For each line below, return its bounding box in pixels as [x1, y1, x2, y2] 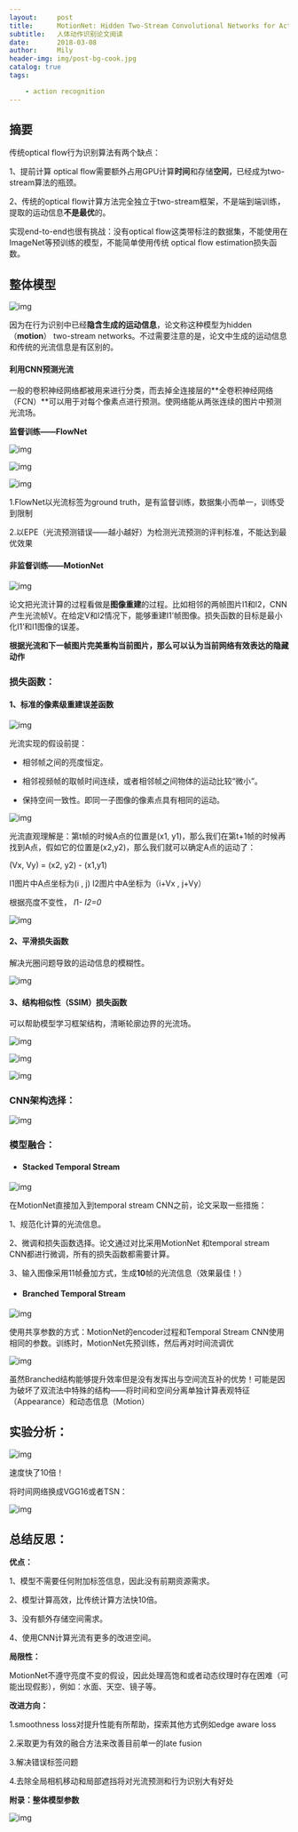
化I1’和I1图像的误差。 [9, 621, 84, 631]
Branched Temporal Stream [21, 1289, 126, 1299]
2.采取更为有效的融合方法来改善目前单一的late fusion [9, 1738, 202, 1748]
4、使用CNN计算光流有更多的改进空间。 [9, 1633, 157, 1643]
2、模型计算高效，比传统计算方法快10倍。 [9, 1595, 162, 1605]
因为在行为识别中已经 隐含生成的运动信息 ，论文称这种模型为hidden [9, 319, 253, 330]
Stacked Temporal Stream [21, 1161, 121, 1172]
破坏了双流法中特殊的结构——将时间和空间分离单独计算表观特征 [16, 1385, 250, 1395]
